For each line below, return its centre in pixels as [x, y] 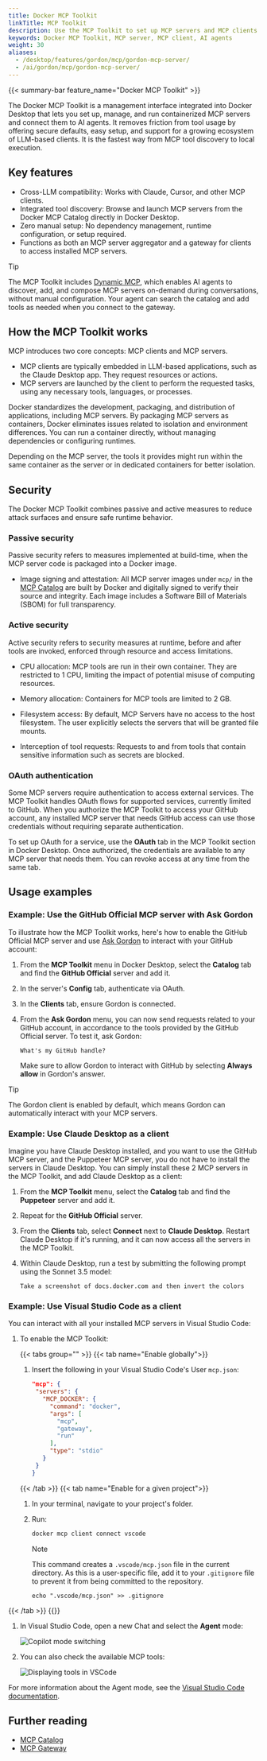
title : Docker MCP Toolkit [53, 16]
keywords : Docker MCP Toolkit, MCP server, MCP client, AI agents [120, 38]
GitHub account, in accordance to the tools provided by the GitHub [129, 1027]
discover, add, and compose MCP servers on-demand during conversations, [133, 290]
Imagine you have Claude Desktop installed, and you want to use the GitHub [133, 1151]
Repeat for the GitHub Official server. [81, 1216]
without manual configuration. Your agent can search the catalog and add [129, 298]
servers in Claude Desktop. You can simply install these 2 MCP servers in [128, 1168]
